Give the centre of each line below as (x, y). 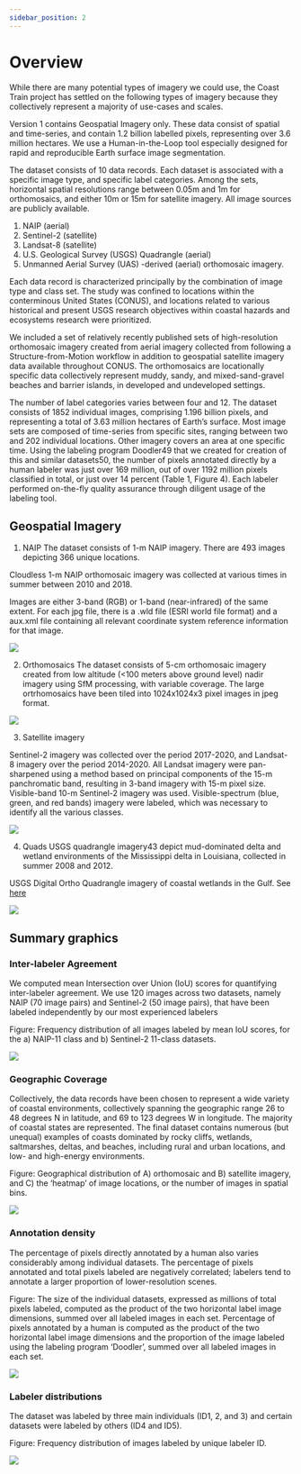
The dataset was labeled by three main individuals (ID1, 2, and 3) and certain (151, 1415)
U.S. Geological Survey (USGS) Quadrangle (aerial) (117, 254)
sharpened (29, 774)
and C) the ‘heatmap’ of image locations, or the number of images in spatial (149, 1183)
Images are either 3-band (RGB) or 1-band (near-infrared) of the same (139, 602)
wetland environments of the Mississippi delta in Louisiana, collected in (154, 856)
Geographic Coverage (58, 1079)
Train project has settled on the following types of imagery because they (144, 96)
